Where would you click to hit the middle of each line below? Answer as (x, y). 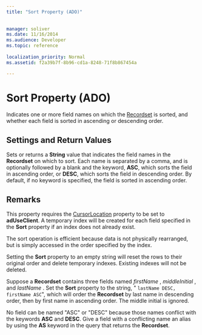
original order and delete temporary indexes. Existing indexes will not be (96, 264)
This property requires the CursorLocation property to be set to (86, 214)
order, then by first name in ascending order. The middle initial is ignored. (98, 301)
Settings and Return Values (59, 140)
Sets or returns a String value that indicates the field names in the (89, 154)
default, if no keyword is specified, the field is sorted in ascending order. (97, 181)
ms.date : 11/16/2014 (32, 35)
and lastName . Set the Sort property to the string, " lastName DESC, (91, 288)
